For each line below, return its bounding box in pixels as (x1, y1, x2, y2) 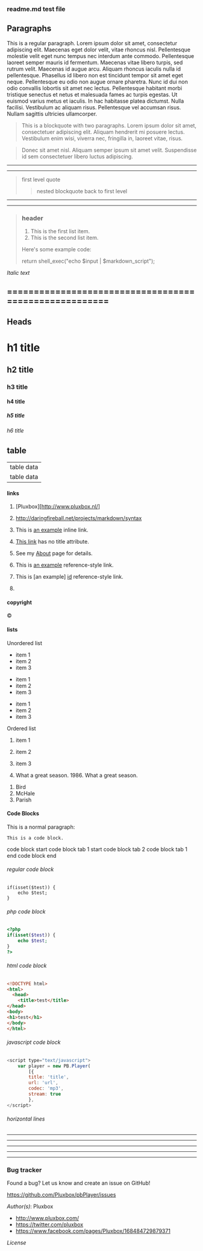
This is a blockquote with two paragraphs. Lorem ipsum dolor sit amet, (21, 121, 197, 129)
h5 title (7, 411, 25, 419)
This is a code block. (7, 835, 64, 841)
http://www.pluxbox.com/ (15, 1215, 80, 1222)
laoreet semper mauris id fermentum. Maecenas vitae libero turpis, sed (7, 59, 183, 66)
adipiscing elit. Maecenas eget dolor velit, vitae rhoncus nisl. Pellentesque (7, 46, 191, 53)
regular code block (7, 866, 54, 873)
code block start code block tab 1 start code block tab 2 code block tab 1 (7, 845, 187, 853)
